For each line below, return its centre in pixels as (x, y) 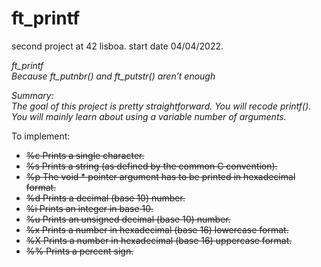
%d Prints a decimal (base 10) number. (105, 198)
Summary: (32, 95)
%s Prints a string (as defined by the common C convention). (151, 166)
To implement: (41, 136)
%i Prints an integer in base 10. (89, 208)
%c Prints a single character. (85, 155)
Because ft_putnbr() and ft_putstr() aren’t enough (113, 76)
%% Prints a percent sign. (79, 251)
